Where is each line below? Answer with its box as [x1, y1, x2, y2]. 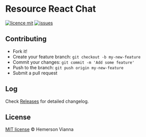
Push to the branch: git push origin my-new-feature [12, 64, 124, 70]
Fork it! [12, 48, 28, 54]
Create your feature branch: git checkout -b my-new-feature [12, 53, 141, 60]
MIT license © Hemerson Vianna [5, 126, 74, 132]
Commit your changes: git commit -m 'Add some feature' [12, 59, 135, 65]
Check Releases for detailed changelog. [5, 98, 89, 104]
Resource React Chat [5, 3, 96, 15]
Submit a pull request [12, 70, 57, 76]
